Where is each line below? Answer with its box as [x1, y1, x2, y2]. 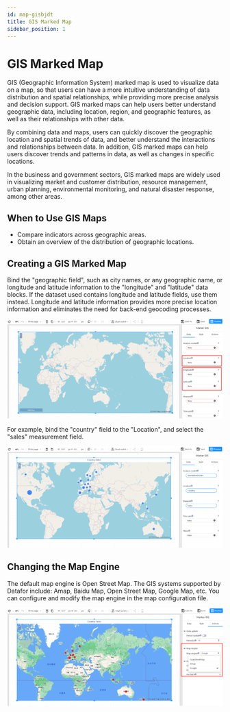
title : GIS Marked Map [7, 18, 72, 25]
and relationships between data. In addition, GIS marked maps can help [7, 143, 209, 151]
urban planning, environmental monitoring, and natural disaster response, [7, 185, 214, 193]
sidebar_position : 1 [7, 25, 66, 32]
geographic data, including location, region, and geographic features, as [7, 108, 211, 116]
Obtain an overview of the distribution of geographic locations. [16, 238, 194, 246]
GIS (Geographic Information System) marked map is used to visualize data [7, 79, 219, 87]
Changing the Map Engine [7, 561, 120, 573]
